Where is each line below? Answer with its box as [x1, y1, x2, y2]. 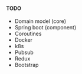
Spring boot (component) [14, 24, 77, 31]
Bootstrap [14, 62, 39, 69]
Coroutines [14, 30, 42, 38]
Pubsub [14, 49, 34, 56]
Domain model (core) [14, 18, 67, 25]
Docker [14, 36, 33, 43]
